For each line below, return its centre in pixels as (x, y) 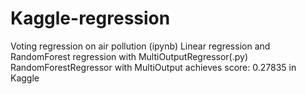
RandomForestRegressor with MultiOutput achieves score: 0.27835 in (153, 67)
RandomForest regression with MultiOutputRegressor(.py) (129, 56)
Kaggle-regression (90, 18)
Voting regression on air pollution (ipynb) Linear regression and (140, 46)
